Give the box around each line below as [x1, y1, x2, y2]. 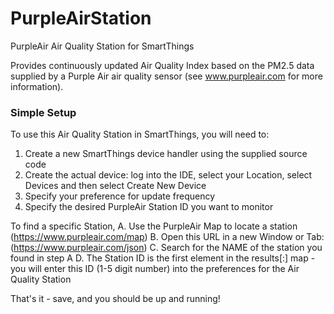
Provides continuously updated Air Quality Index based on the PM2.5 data [10, 59, 315, 71]
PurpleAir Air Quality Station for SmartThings [10, 40, 195, 52]
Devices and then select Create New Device [24, 180, 207, 192]
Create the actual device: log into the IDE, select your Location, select [24, 169, 313, 181]
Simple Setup [10, 105, 77, 119]
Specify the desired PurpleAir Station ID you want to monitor [24, 201, 274, 213]
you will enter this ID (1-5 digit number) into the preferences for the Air [10, 263, 300, 275]
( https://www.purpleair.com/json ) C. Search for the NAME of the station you [10, 242, 323, 254]
